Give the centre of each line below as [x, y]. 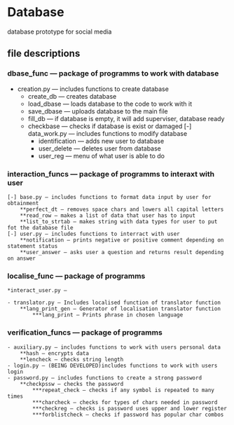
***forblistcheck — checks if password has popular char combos [128, 414]
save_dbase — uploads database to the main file [98, 111]
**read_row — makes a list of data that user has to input [108, 215]
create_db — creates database [72, 96]
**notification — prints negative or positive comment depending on [122, 240]
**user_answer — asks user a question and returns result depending [122, 252]
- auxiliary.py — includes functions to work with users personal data [114, 347]
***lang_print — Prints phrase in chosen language [108, 315]
